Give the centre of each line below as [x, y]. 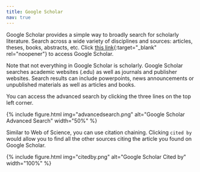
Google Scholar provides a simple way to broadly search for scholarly [93, 34]
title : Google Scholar [35, 12]
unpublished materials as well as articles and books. [71, 84]
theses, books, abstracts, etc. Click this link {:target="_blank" [82, 47]
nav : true [19, 17]
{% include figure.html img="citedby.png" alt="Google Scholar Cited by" [96, 156]
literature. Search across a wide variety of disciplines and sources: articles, [99, 41]
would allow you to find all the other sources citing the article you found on [99, 138]
